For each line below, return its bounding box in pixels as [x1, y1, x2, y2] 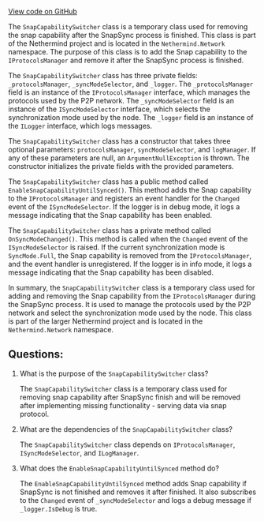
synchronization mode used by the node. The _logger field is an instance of [8, 113, 254, 122]
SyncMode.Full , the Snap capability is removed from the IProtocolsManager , [8, 251, 252, 260]
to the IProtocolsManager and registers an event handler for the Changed [8, 193, 240, 203]
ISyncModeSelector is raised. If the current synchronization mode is [8, 242, 225, 252]
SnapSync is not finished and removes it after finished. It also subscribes [19, 487, 257, 497]
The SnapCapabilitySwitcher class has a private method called [8, 226, 211, 235]
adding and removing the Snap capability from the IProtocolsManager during [8, 291, 256, 301]
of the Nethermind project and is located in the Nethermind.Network [8, 39, 225, 48]
